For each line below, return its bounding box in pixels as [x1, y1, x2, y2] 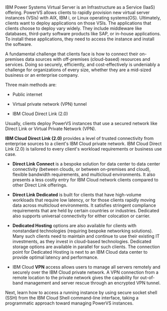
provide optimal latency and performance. [12, 254, 98, 260]
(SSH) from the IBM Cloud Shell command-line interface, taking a [5, 295, 139, 301]
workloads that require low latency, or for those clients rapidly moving [12, 197, 156, 203]
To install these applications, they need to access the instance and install [5, 36, 155, 42]
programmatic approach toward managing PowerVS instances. [5, 300, 134, 306]
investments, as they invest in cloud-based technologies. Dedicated [12, 239, 152, 244]
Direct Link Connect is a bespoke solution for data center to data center [12, 161, 161, 166]
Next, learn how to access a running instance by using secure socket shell [5, 290, 158, 296]
